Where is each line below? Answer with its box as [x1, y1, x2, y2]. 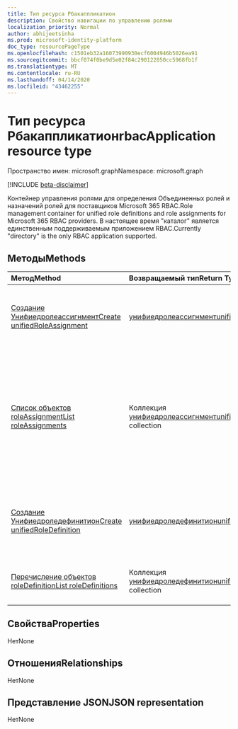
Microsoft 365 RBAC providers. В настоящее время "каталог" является [7, 217, 220, 225]
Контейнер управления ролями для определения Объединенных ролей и [7, 194, 230, 202]
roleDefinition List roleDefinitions [11, 581, 118, 590]
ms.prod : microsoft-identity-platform [7, 37, 122, 44]
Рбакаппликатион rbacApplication [7, 128, 216, 144]
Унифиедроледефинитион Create [11, 516, 123, 526]
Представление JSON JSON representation [7, 696, 204, 708]
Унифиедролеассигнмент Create [11, 312, 122, 321]
